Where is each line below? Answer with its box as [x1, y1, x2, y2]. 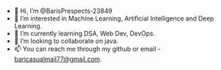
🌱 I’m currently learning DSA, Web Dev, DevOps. [13, 29, 156, 37]
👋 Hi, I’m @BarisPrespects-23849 [13, 7, 113, 15]
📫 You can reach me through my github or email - [13, 45, 161, 53]
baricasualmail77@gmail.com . [13, 55, 102, 63]
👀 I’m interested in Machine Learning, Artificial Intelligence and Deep [13, 14, 215, 23]
